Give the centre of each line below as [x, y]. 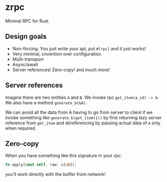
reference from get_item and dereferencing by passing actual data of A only [83, 123]
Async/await [25, 64]
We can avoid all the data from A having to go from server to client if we [79, 112]
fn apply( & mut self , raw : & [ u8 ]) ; [41, 165]
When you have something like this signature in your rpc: [64, 156]
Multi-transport [28, 59]
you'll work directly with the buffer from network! [55, 174]
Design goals [26, 37]
